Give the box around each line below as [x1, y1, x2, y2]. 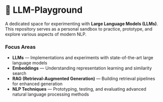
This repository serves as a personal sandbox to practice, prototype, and [5, 26, 153, 32]
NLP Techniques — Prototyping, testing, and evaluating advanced [12, 86, 146, 92]
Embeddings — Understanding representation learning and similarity [12, 65, 152, 71]
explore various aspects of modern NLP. [5, 31, 87, 37]
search [12, 70, 27, 76]
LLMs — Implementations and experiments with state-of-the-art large [12, 55, 154, 61]
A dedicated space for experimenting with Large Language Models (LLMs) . [5, 21, 158, 27]
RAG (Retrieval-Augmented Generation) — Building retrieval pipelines [12, 76, 156, 82]
